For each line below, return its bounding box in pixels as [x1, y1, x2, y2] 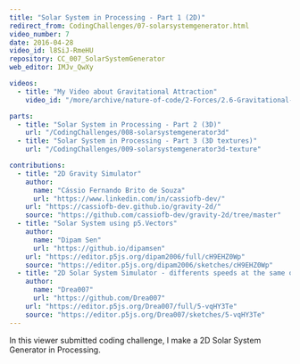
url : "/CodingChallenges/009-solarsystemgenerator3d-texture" [25, 145, 262, 154]
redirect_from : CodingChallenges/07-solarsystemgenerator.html [9, 21, 250, 30]
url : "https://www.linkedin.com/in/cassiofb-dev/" [32, 194, 226, 203]
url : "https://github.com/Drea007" [32, 294, 166, 302]
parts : [9, 112, 34, 120]
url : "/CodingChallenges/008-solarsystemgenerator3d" [25, 128, 229, 137]
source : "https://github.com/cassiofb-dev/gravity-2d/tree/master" [25, 211, 281, 219]
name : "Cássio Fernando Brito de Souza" [32, 186, 186, 194]
